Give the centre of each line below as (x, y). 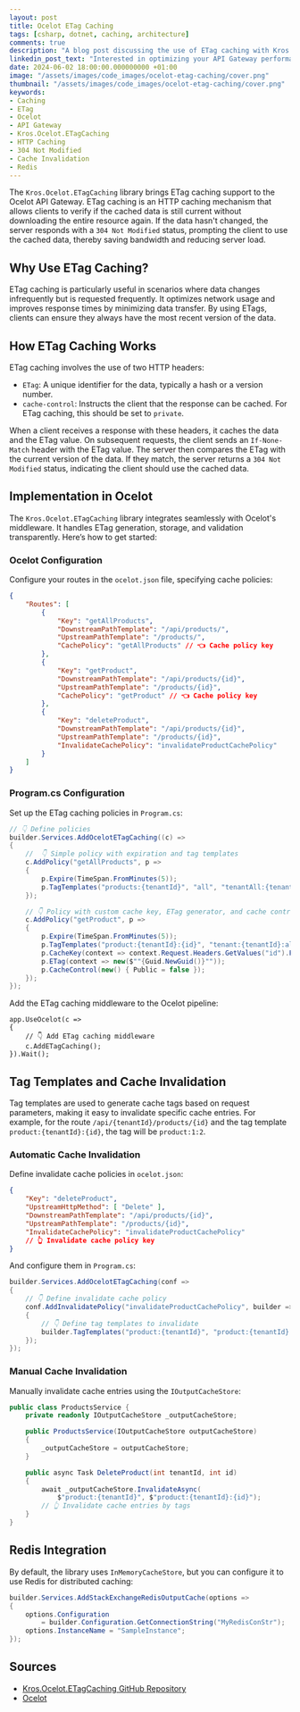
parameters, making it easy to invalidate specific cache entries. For (133, 1113)
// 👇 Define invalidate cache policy (96, 1299)
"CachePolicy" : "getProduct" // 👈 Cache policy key (157, 696)
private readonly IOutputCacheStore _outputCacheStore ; (132, 1416)
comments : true (37, 42)
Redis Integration (58, 1550)
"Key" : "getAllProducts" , (105, 621)
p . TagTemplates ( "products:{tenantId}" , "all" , (129, 887)
